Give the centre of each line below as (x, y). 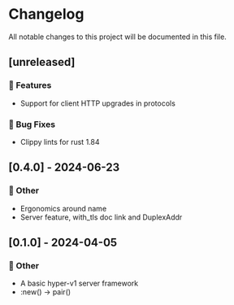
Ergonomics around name (63, 208)
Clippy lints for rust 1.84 (60, 142)
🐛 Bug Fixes (32, 124)
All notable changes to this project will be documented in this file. (118, 37)
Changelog (46, 14)
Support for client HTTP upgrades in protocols (98, 103)
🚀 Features (30, 85)
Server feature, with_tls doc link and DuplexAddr (101, 217)
